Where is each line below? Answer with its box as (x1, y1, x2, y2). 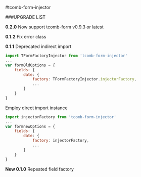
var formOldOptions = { (5, 63, 56, 68)
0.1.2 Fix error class (5, 34, 46, 39)
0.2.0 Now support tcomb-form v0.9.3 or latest (5, 24, 104, 30)
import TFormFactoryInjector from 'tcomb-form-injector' (5, 53, 128, 58)
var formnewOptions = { (5, 124, 56, 129)
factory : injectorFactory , (32, 138, 89, 143)
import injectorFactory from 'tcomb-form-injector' (5, 114, 116, 119)
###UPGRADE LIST (5, 14, 46, 20)
